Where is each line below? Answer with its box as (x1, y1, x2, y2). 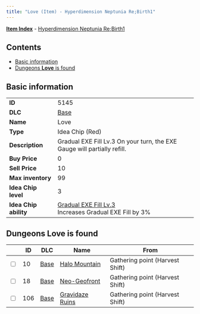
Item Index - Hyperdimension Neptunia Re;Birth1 (6, 25, 125, 32)
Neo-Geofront (60, 277, 101, 285)
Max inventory (9, 174, 52, 182)
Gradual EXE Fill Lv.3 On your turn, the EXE (57, 138, 177, 146)
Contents (6, 42, 42, 52)
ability (9, 208, 28, 216)
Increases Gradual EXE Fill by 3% (57, 208, 151, 216)
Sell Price (9, 164, 37, 173)
